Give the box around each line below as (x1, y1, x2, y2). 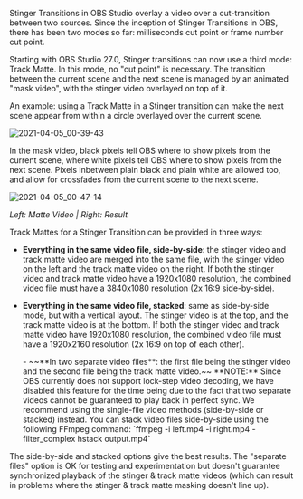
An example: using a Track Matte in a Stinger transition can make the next (9, 101, 285, 111)
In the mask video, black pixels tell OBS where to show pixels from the (9, 145, 271, 156)
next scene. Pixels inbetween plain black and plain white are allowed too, (9, 165, 281, 175)
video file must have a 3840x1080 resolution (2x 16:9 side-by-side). (22, 283, 275, 293)
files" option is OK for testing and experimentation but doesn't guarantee (9, 461, 280, 471)
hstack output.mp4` (77, 434, 151, 444)
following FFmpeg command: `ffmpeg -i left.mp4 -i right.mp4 (22, 424, 251, 434)
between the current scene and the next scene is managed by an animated (9, 73, 289, 84)
